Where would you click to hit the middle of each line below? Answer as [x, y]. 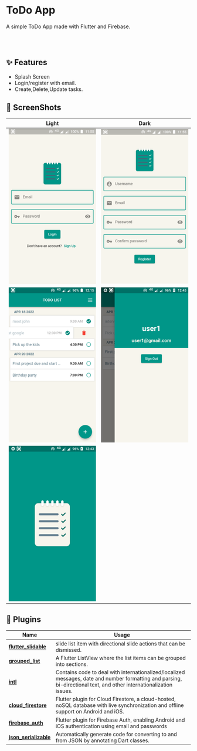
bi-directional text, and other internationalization [114, 685]
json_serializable [30, 738]
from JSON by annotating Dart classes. [102, 740]
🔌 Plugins [23, 619]
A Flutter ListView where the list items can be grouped [120, 658]
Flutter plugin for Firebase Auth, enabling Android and [120, 720]
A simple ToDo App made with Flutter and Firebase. [68, 26]
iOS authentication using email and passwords [111, 726]
